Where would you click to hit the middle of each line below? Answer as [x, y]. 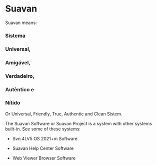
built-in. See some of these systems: [43, 129]
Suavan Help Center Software [43, 148]
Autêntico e [19, 89]
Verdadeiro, [20, 76]
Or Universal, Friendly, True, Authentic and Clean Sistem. [64, 114]
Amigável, [18, 62]
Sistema [15, 36]
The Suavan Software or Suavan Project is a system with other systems [79, 123]
